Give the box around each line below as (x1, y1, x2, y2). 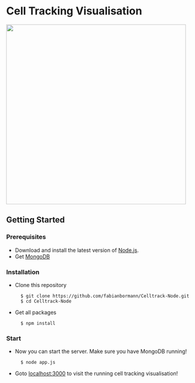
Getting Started (6, 215, 65, 225)
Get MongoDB (14, 253, 50, 260)
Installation (6, 268, 40, 276)
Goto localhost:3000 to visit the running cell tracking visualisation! (14, 370, 178, 377)
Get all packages (14, 309, 57, 316)
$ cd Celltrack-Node (20, 298, 72, 304)
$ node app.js (20, 360, 56, 366)
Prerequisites (6, 233, 46, 241)
